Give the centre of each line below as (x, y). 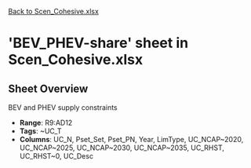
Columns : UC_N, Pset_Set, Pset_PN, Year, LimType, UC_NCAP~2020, (131, 139)
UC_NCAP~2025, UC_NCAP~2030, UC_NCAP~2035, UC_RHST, (122, 148)
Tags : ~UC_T (40, 131)
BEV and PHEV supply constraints (63, 108)
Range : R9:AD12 (46, 122)
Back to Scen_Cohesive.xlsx (54, 11)
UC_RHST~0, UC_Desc (56, 156)
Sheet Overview (48, 88)
